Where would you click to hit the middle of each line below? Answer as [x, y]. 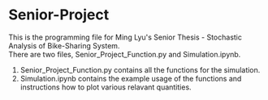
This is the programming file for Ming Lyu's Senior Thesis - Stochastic [125, 37]
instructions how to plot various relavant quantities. [106, 87]
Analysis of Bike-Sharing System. [64, 45]
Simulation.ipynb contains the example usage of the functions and [131, 78]
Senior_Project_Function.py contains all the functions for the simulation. [140, 69]
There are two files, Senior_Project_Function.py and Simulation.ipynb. [125, 54]
